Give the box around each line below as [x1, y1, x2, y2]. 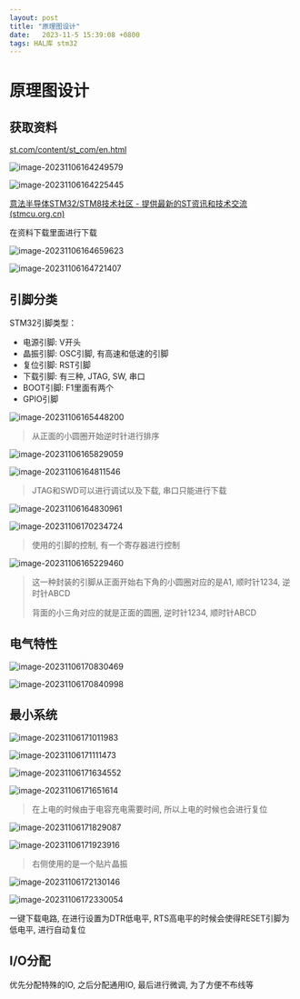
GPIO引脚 [22, 394, 59, 405]
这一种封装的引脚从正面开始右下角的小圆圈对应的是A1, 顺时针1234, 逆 [31, 576, 291, 587]
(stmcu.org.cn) [9, 208, 65, 219]
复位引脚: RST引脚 [22, 360, 91, 371]
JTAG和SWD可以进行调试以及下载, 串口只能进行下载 [31, 485, 227, 496]
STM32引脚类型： [9, 317, 77, 328]
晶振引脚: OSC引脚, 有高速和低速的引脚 [22, 348, 169, 359]
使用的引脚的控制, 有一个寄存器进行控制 [31, 540, 180, 551]
